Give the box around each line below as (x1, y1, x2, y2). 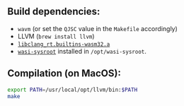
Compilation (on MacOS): (7, 67, 122, 80)
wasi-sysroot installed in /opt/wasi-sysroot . (17, 47, 147, 55)
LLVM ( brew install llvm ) (17, 32, 95, 40)
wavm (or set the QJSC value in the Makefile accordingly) (17, 24, 178, 33)
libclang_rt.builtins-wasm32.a (17, 40, 110, 48)
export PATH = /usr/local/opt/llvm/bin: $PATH (7, 86, 138, 93)
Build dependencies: (7, 6, 100, 18)
